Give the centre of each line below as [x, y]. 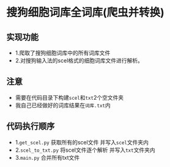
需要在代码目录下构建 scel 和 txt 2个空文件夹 [69, 97]
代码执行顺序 [31, 126]
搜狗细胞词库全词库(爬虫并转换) [86, 13]
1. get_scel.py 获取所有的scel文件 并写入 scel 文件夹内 [82, 142]
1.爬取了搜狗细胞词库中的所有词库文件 [63, 53]
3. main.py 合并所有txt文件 [47, 157]
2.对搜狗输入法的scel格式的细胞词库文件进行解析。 [79, 61]
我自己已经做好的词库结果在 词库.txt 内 [63, 105]
